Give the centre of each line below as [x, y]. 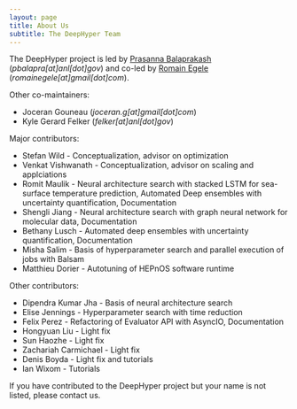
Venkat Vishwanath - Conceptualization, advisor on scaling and [138, 166]
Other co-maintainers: [50, 95]
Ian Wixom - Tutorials [61, 369]
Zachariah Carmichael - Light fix [81, 350]
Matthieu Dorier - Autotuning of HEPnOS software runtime [128, 269]
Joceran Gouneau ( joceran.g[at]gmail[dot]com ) [109, 112]
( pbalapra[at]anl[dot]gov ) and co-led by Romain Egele [109, 68]
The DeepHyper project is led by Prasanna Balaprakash [110, 59]
